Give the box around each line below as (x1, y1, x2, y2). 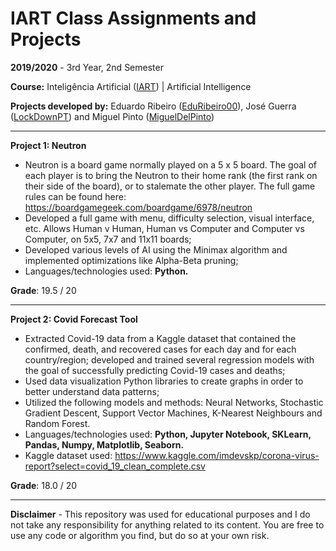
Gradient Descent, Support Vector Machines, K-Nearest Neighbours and (24, 407, 323, 419)
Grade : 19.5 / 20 (10, 284, 77, 296)
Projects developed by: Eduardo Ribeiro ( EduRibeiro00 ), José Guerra (10, 100, 297, 112)
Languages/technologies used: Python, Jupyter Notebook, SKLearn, (24, 428, 312, 440)
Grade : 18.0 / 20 (10, 479, 78, 491)
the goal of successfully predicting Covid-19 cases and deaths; (24, 364, 286, 376)
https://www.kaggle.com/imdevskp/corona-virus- (114, 449, 320, 461)
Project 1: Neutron (10, 139, 87, 151)
